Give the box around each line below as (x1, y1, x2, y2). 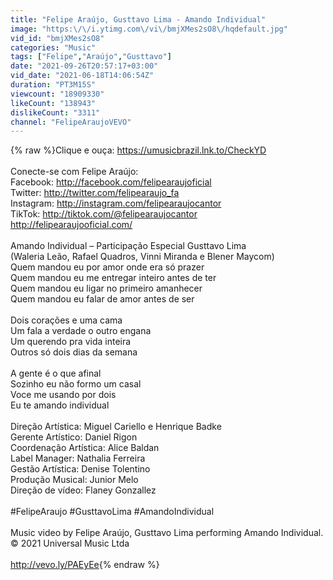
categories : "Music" (10, 42, 97, 53)
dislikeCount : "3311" (10, 107, 101, 118)
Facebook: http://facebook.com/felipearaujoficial (10, 176, 212, 188)
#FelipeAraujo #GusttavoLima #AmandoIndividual (10, 506, 215, 518)
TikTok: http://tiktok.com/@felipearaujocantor (10, 208, 198, 220)
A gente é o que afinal (10, 367, 102, 380)
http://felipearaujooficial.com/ (10, 219, 133, 231)
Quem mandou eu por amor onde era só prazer (10, 261, 205, 273)
